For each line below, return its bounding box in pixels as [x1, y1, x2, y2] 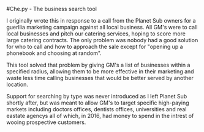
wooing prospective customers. [6, 119, 86, 126]
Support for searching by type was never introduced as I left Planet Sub [6, 93, 187, 100]
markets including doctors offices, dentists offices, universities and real [6, 106, 187, 112]
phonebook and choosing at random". [6, 50, 102, 57]
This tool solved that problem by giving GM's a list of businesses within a [6, 61, 191, 68]
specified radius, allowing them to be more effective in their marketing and [6, 68, 194, 75]
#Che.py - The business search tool [6, 5, 97, 12]
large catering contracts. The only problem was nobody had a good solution [6, 37, 198, 43]
